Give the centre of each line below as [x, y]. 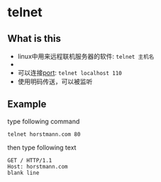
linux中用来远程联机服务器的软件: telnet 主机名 [86, 56]
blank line [23, 173]
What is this [34, 39]
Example [27, 104]
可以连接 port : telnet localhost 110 [70, 73]
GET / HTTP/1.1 [30, 160]
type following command [44, 121]
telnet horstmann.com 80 [44, 134]
